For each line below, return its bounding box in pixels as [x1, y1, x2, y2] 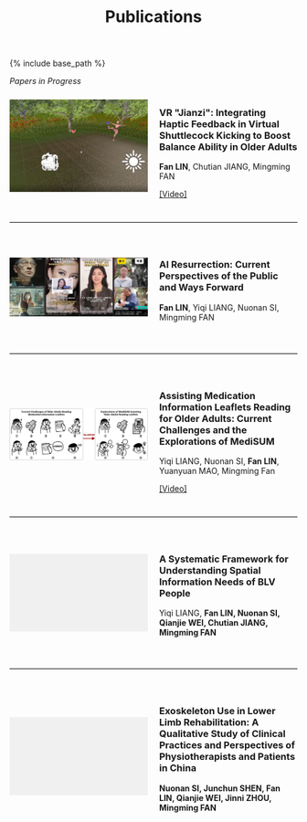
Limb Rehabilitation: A [159, 716, 259, 729]
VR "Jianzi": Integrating [159, 107, 267, 120]
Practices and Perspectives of [159, 739, 295, 752]
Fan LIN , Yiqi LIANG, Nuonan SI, [159, 301, 280, 312]
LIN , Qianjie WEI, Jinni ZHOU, [159, 792, 272, 803]
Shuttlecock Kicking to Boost [159, 130, 291, 142]
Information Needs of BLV [159, 575, 276, 588]
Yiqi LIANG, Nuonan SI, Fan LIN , [159, 456, 280, 467]
